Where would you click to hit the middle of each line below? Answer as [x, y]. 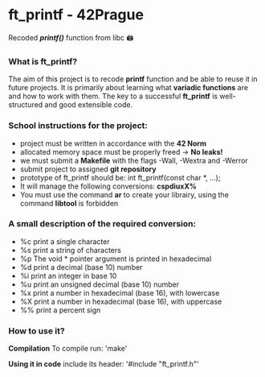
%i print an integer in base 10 [68, 275]
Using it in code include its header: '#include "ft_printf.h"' [104, 364]
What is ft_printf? [43, 61]
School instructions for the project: [78, 126]
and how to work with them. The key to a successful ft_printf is [113, 96]
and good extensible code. [89, 105]
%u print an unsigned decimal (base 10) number [99, 284]
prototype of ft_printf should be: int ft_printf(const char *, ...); [120, 177]
